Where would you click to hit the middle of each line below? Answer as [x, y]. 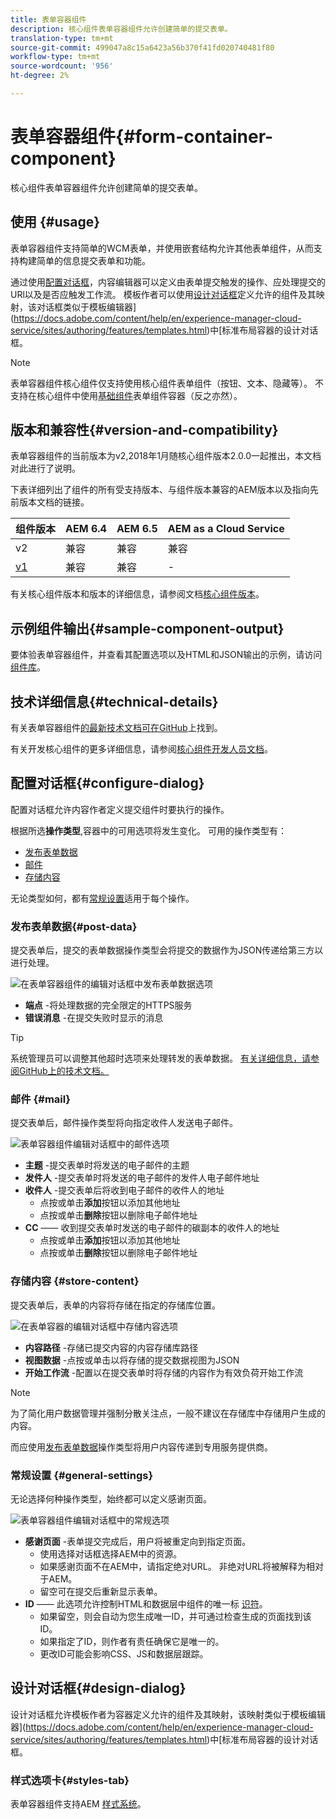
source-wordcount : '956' [62, 66]
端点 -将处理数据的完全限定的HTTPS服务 [108, 1005]
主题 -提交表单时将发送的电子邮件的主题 [107, 1165]
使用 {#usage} [55, 222]
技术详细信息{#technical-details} [114, 701]
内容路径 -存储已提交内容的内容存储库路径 [111, 1347]
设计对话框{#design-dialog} [98, 1688]
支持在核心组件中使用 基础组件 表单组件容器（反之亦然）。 [126, 395]
